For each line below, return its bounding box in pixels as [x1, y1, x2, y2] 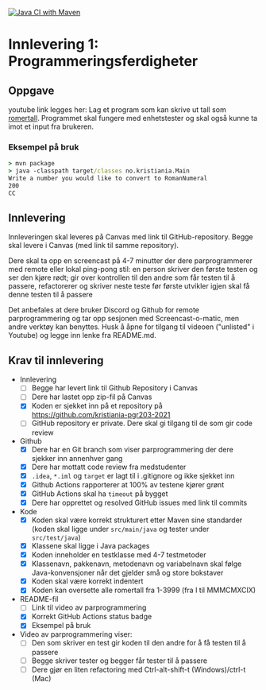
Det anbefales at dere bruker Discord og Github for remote [8, 305, 200, 315]
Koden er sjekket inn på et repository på [31, 401, 163, 411]
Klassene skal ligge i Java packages [31, 541, 150, 550]
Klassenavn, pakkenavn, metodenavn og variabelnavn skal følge [31, 559, 242, 568]
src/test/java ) [31, 533, 81, 542]
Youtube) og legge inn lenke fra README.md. [8, 331, 156, 340]
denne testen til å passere [8, 290, 93, 300]
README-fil [19, 595, 59, 604]
